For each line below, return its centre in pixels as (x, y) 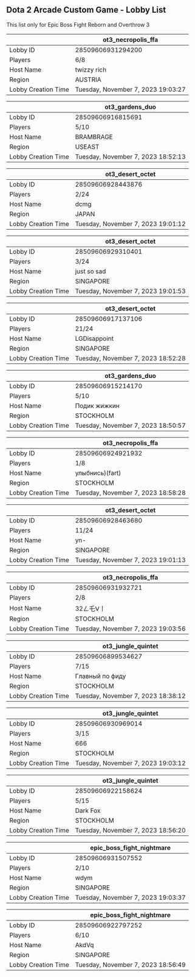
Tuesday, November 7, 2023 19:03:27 (131, 89)
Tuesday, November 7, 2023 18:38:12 (131, 696)
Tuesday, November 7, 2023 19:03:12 (131, 763)
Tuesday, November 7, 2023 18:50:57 (131, 425)
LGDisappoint (94, 338)
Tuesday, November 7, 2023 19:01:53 (131, 291)
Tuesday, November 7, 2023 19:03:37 (131, 897)
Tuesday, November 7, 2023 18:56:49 (131, 964)
